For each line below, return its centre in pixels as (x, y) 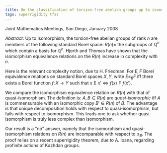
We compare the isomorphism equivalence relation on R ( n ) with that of (78, 92)
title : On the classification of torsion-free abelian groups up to (78, 10)
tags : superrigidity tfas (32, 14)
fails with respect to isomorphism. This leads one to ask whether (71, 114)
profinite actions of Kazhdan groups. (43, 146)
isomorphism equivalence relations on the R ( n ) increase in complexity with (82, 56)
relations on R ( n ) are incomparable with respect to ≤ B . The (93, 134)
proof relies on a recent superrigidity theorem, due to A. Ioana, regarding (80, 140)
